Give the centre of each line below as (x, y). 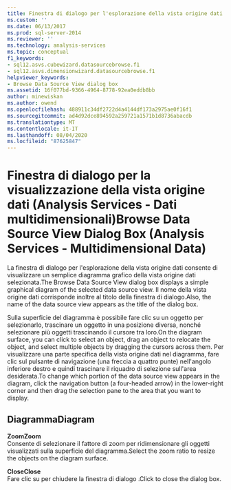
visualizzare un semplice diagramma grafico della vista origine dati (101, 275)
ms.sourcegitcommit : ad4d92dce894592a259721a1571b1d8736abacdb (100, 116)
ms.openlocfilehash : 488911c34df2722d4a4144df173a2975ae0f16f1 (100, 109)
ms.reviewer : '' (30, 39)
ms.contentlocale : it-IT (43, 129)
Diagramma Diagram (51, 419)
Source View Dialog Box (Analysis (106, 234)
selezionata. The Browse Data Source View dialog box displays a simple (108, 282)
